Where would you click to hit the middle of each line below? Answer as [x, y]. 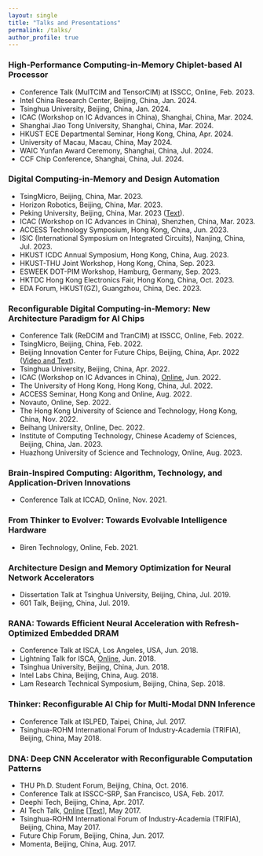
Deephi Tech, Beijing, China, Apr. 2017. [82, 802]
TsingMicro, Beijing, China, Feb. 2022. [81, 344]
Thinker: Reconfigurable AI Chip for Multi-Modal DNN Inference [132, 704]
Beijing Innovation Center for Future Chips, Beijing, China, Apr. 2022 [129, 352]
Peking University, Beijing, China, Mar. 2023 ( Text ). [102, 212]
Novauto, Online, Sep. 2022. [65, 403]
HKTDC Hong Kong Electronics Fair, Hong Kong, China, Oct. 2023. [127, 279]
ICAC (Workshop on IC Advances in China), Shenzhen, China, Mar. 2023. [137, 221]
